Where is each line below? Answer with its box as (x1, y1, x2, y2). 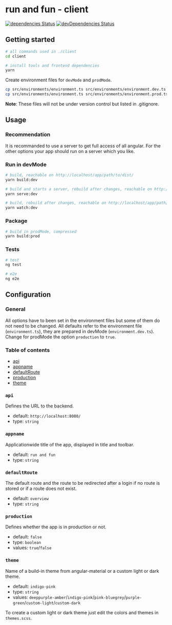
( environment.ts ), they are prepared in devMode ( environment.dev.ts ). (5, 328, 155, 334)
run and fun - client (5, 4, 89, 15)
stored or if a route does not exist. (5, 485, 77, 491)
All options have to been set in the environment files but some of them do (5, 317, 160, 324)
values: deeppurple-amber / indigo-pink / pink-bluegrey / (12, 594, 126, 600)
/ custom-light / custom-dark (24, 599, 81, 606)
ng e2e (5, 276, 19, 282)
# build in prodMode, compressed (5, 229, 77, 234)
